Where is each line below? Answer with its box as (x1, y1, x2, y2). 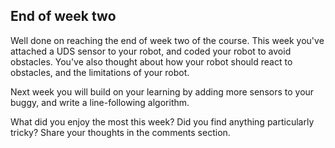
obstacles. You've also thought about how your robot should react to (10, 55, 293, 68)
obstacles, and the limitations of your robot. (10, 66, 190, 78)
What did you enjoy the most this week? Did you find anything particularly (10, 115, 315, 128)
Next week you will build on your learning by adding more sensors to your (10, 85, 315, 98)
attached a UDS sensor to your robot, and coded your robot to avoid (10, 45, 292, 57)
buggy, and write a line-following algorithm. (10, 96, 190, 108)
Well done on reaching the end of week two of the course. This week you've (10, 34, 325, 46)
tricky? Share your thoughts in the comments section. (10, 126, 231, 138)
